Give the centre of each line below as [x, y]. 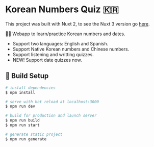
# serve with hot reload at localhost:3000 [52, 102]
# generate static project [34, 134]
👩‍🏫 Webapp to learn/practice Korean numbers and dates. [66, 34]
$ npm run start [22, 125]
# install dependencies [31, 88]
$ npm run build [22, 120]
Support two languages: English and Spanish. [60, 43]
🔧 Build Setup [27, 76]
